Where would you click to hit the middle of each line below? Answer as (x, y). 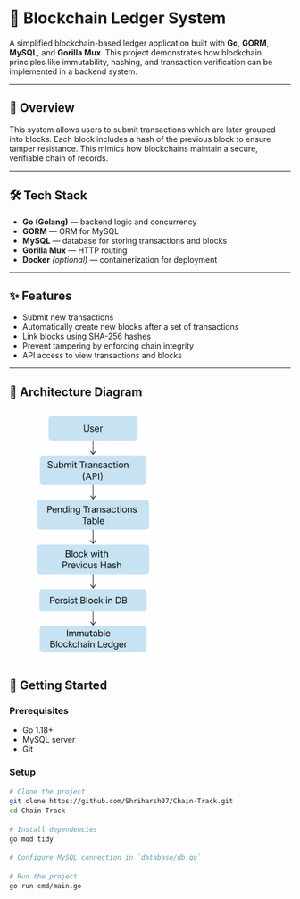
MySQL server (49, 739)
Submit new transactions (68, 317)
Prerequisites (39, 710)
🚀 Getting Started (58, 685)
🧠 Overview (42, 108)
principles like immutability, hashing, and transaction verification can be (141, 62)
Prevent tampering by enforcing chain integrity (108, 346)
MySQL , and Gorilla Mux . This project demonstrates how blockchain (135, 52)
